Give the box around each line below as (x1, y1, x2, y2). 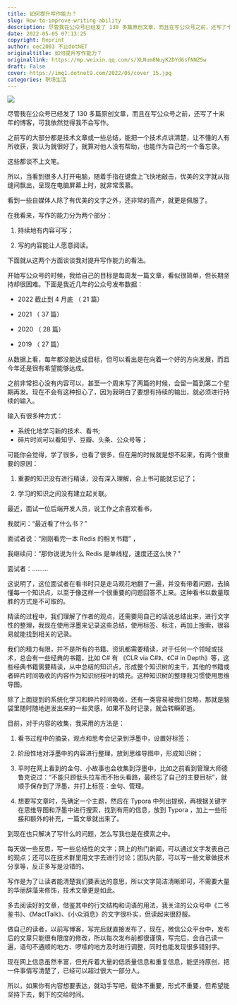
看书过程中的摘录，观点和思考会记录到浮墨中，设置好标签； (17, 734, 191, 743)
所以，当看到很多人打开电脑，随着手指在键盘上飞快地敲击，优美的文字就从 (7, 172, 224, 181)
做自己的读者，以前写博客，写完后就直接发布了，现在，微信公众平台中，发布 (7, 925, 230, 934)
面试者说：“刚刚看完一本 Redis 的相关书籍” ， (7, 534, 140, 543)
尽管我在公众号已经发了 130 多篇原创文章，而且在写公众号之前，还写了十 (7, 110, 219, 118)
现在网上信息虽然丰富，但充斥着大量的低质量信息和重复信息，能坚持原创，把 (7, 958, 230, 966)
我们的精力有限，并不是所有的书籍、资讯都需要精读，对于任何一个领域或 (7, 645, 217, 654)
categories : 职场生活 (7, 76, 67, 83)
